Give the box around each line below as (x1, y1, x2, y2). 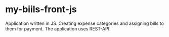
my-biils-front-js (5, 4, 77, 15)
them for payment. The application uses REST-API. (5, 25, 111, 31)
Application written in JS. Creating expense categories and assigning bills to (5, 20, 164, 26)
